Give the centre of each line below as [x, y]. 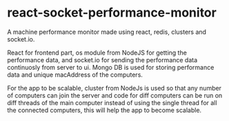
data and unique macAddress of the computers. [75, 75]
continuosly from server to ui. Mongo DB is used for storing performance [111, 67]
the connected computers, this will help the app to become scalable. [104, 110]
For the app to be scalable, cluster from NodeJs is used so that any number [114, 88]
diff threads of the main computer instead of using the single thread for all [112, 102]
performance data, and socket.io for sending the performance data [102, 59]
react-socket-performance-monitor [112, 13]
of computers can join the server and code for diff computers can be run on [115, 95]
